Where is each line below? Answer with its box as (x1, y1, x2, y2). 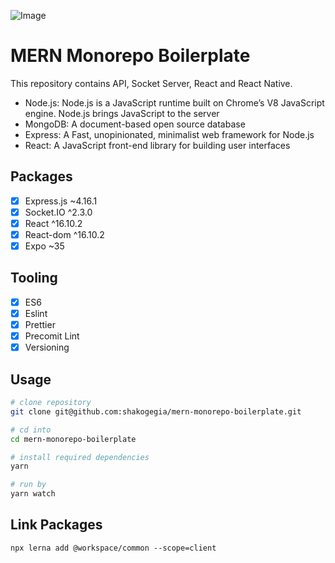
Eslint (24, 307, 48, 319)
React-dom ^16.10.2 (24, 228, 105, 240)
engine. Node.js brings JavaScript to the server (24, 107, 220, 119)
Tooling (10, 270, 58, 287)
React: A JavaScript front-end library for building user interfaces (24, 139, 291, 151)
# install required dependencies (10, 452, 150, 462)
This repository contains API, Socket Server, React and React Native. (10, 77, 293, 89)
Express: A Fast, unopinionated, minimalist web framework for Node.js (24, 128, 315, 140)
